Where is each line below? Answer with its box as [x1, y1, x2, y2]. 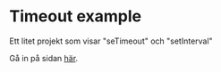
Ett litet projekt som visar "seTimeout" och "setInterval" [9, 36, 213, 46]
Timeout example [9, 6, 142, 27]
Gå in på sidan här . [9, 52, 79, 63]
